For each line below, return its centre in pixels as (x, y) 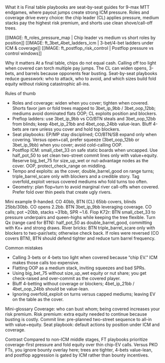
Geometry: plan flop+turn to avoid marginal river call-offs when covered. (86, 187)
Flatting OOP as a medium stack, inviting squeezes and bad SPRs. (79, 268)
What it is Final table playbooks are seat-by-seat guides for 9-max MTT (77, 7)
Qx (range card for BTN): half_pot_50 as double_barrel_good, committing (79, 222)
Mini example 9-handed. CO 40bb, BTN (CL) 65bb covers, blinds (71, 201)
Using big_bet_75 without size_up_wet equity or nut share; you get (79, 273)
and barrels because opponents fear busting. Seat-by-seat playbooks (87, 73)
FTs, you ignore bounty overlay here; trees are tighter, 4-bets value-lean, (79, 350)
